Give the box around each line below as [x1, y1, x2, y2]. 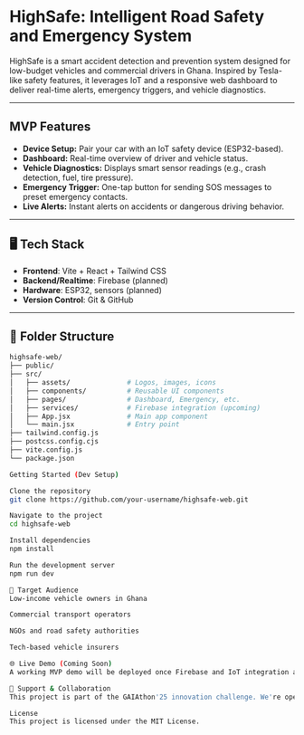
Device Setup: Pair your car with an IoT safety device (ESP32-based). [22, 143, 284, 154]
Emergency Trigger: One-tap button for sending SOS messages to [22, 181, 272, 192]
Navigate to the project [9, 511, 103, 520]
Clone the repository [9, 486, 91, 495]
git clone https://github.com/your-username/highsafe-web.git [9, 495, 249, 504]
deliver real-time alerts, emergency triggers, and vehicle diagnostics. [9, 84, 267, 95]
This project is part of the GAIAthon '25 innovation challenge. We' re [9, 692, 281, 702]
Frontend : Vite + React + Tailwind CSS [22, 265, 167, 276]
